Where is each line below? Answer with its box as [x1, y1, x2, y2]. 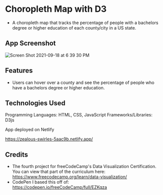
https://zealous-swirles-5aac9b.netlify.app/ [5, 136, 93, 142]
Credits [5, 150, 28, 159]
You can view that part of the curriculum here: [12, 168, 106, 175]
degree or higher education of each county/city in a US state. [12, 25, 136, 30]
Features [5, 66, 33, 75]
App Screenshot [5, 39, 56, 48]
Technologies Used [5, 99, 65, 107]
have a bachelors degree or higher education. [12, 84, 105, 90]
